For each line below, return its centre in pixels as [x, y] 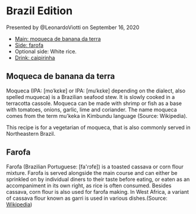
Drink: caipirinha [35, 58]
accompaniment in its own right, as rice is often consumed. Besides [89, 186]
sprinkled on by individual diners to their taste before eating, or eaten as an [98, 179]
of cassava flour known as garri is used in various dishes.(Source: [87, 198]
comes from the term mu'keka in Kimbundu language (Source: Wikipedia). [97, 116]
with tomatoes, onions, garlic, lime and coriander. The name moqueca [91, 109]
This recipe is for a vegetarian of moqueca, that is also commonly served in [98, 127]
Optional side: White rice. [46, 51]
